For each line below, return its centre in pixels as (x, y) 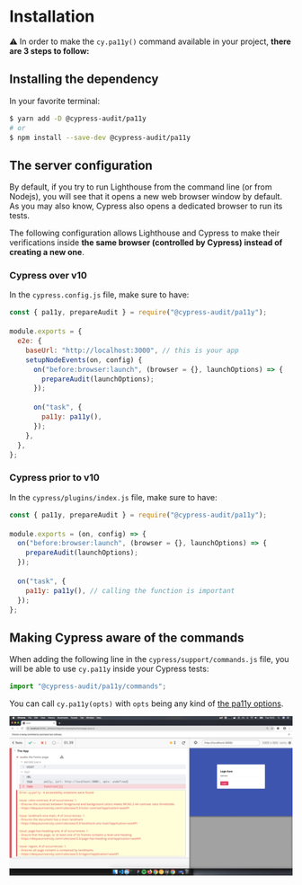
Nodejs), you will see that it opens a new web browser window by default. (146, 197)
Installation (52, 17)
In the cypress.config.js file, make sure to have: (99, 295)
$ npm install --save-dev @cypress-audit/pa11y (100, 137)
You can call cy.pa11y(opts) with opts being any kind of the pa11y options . (147, 704)
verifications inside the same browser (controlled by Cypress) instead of (146, 243)
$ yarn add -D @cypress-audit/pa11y (78, 119)
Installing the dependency (84, 80)
